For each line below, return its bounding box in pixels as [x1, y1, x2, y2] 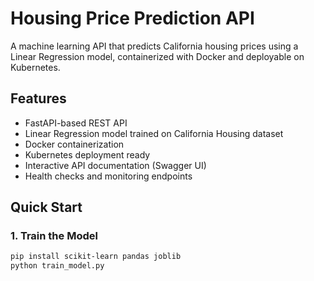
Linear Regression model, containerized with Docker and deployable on [10, 50, 305, 62]
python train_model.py [10, 261, 105, 271]
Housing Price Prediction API [10, 7, 255, 30]
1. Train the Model [10, 229, 98, 243]
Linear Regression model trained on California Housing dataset [24, 127, 284, 139]
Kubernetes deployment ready [24, 148, 151, 161]
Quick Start [10, 199, 83, 216]
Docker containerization [24, 138, 125, 150]
